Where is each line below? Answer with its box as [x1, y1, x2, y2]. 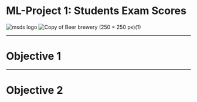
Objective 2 [6, 84, 63, 97]
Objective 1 [6, 50, 62, 63]
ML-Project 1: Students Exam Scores [6, 4, 186, 18]
